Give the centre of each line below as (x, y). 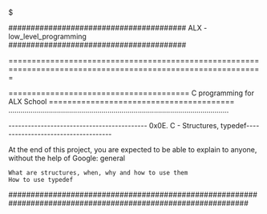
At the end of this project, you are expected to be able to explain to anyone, (133, 149)
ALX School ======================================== (121, 101)
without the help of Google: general (67, 158)
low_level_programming (47, 36)
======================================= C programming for (131, 93)
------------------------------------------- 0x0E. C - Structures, (113, 125)
